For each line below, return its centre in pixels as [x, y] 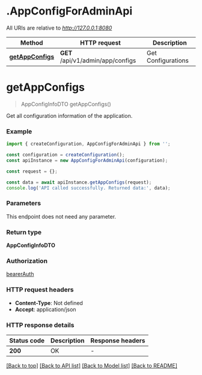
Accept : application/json [45, 309]
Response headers [118, 341]
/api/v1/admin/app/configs [98, 60]
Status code [27, 341]
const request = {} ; [32, 171]
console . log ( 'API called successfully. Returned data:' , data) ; [88, 188]
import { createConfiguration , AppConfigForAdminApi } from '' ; [88, 144]
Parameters [23, 204]
